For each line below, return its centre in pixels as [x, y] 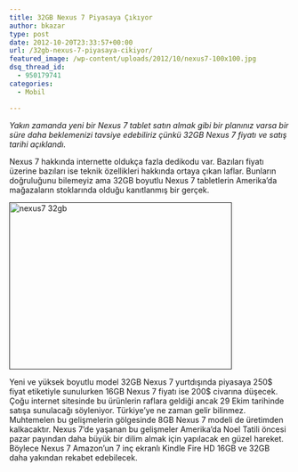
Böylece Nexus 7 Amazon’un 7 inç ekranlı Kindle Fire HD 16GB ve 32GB [140, 448]
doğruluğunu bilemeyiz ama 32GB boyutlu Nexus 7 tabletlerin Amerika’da [143, 180]
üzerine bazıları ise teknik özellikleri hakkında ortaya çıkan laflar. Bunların [143, 171]
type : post [29, 34]
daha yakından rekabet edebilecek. [73, 457]
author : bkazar [37, 26]
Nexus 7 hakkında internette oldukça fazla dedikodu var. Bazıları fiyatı [137, 161]
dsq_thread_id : [37, 68]
